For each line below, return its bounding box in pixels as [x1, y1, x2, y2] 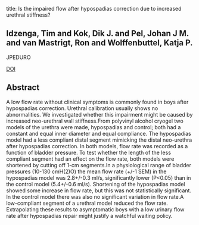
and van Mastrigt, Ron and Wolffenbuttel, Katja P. [6, 38, 193, 48]
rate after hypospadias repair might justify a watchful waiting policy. [6, 212, 173, 219]
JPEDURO [6, 54, 31, 61]
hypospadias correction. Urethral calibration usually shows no [6, 104, 158, 112]
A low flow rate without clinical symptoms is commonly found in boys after [6, 98, 189, 105]
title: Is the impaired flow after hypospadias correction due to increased [6, 5, 182, 12]
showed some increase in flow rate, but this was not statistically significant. [6, 187, 192, 194]
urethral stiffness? [6, 11, 51, 18]
